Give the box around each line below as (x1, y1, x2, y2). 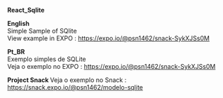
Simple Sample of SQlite (7, 27, 77, 35)
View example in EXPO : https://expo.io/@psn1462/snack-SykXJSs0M (7, 34, 210, 42)
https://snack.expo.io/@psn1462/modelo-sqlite (7, 83, 144, 91)
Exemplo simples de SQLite (7, 55, 86, 63)
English (7, 19, 30, 27)
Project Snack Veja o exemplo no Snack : (7, 76, 127, 84)
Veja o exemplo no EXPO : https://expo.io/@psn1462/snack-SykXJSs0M (7, 63, 216, 70)
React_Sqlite (7, 6, 45, 14)
